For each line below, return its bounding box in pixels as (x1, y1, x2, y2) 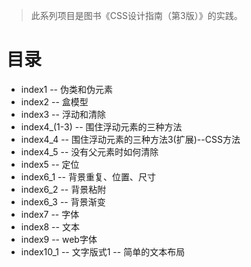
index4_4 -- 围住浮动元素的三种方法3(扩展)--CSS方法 (20, 133, 241, 145)
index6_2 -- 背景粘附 (20, 183, 107, 195)
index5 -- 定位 (20, 158, 80, 170)
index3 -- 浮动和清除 (20, 108, 106, 120)
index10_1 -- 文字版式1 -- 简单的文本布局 (20, 245, 186, 258)
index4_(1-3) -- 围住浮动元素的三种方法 (20, 120, 183, 133)
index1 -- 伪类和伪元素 (20, 83, 113, 95)
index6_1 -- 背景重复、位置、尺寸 (20, 170, 156, 183)
